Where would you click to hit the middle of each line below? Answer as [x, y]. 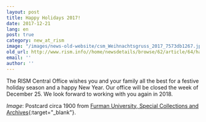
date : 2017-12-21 [29, 23]
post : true [20, 35]
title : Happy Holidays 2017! [44, 18]
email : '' [19, 58]
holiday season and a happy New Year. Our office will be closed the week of [102, 87]
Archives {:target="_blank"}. [41, 112]
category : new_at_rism [35, 40]
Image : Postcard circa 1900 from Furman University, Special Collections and [103, 105]
